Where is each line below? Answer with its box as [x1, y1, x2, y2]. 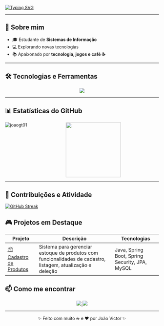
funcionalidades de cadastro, [39, 256, 106, 263]
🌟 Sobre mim [5, 23, 45, 32]
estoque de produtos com [39, 249, 99, 256]
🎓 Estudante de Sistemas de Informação [12, 37, 97, 42]
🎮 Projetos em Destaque [5, 218, 82, 226]
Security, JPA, [114, 259, 147, 265]
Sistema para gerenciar [39, 244, 93, 250]
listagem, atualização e [39, 262, 92, 268]
